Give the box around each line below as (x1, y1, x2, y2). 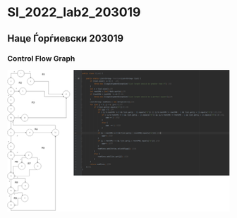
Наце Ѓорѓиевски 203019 (7, 32, 124, 44)
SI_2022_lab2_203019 (7, 4, 141, 20)
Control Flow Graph (7, 54, 75, 63)
